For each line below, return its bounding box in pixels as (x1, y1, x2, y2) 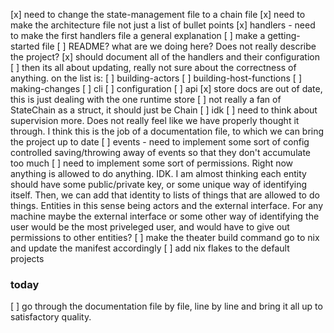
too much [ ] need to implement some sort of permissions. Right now (10, 157, 294, 169)
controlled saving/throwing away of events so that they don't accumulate (10, 147, 311, 158)
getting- (267, 30, 301, 41)
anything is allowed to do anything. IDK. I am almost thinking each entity (10, 168, 307, 179)
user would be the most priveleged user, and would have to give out (10, 221, 290, 233)
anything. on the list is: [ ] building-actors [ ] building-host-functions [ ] (10, 72, 302, 84)
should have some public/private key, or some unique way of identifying (10, 179, 308, 190)
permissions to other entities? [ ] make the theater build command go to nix (10, 232, 320, 243)
